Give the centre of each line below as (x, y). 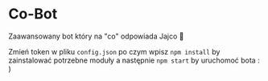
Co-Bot (33, 14)
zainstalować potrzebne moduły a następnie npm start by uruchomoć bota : (134, 60)
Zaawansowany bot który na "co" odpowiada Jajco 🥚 (96, 36)
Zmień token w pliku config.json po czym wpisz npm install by (114, 51)
